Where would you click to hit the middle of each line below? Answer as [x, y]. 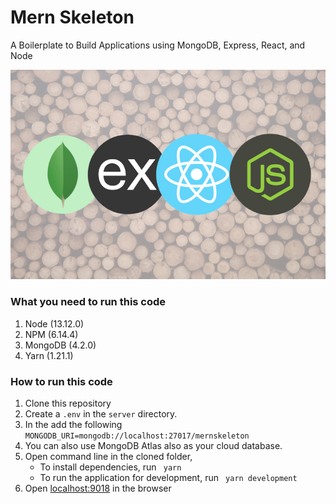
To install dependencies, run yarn [110, 467]
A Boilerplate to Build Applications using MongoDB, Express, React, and [158, 45]
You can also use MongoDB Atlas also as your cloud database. [153, 446]
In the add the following [73, 425]
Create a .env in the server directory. [101, 414]
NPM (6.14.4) [51, 334]
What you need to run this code [88, 302]
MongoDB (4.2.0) [60, 345]
